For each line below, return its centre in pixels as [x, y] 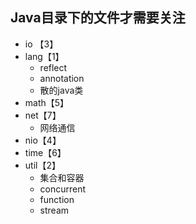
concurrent [63, 189]
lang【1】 [44, 56]
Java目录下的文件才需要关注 [98, 18]
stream [54, 210]
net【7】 [43, 115]
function [57, 199]
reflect [53, 67]
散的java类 [61, 90]
